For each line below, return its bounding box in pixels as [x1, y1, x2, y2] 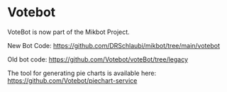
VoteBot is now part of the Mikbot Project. [7, 28, 130, 36]
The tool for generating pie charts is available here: [7, 69, 157, 77]
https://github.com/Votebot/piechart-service [7, 76, 138, 85]
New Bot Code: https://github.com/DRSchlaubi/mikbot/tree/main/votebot [7, 41, 220, 50]
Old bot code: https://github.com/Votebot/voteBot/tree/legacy [7, 54, 189, 64]
